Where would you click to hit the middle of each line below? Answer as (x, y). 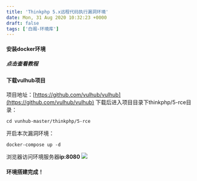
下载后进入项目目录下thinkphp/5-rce (141, 102)
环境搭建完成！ (25, 172)
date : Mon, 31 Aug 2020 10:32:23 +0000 (57, 18)
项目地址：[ (21, 95)
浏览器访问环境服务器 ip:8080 (43, 157)
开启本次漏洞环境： (30, 133)
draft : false (23, 23)
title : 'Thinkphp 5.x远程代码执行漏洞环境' (58, 12)
